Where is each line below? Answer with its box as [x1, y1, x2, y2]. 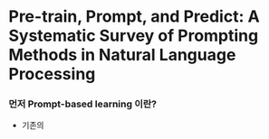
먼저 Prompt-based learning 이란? [8, 97, 158, 110]
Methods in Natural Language [8, 45, 236, 65]
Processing [8, 64, 96, 85]
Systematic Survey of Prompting [8, 25, 259, 46]
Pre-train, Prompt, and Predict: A [8, 6, 260, 27]
